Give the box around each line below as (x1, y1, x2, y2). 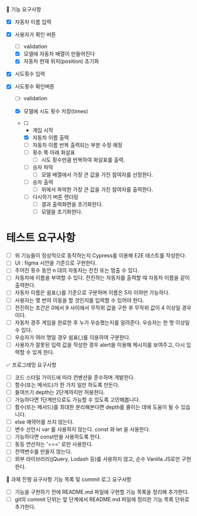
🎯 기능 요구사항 (6, 6, 41, 12)
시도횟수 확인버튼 (14, 83, 55, 90)
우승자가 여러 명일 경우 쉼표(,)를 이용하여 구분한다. (14, 333, 131, 340)
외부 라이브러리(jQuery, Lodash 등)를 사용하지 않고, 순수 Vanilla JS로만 (14, 456, 180, 463)
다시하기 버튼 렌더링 (32, 193, 79, 200)
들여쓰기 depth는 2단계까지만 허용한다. (14, 388, 105, 396)
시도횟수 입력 (14, 71, 46, 78)
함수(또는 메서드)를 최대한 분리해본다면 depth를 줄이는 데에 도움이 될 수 (14, 403, 180, 411)
